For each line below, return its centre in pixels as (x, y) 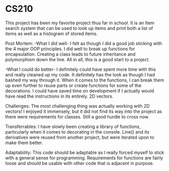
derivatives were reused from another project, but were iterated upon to (80, 137)
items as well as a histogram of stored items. (51, 33)
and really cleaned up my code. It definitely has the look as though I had (80, 74)
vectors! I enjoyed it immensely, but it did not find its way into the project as (84, 111)
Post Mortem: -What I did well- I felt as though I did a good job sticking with (84, 43)
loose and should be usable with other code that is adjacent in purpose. (80, 163)
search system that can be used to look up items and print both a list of (79, 28)
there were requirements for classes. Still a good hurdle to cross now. (77, 116)
